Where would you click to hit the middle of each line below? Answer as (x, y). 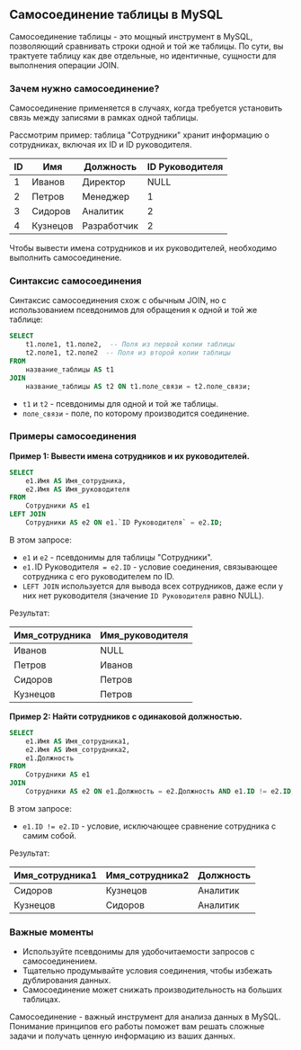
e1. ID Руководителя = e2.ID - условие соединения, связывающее (150, 567)
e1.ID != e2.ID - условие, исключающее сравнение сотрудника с (149, 826)
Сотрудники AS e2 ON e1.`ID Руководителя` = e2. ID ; (124, 523)
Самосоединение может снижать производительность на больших (152, 990)
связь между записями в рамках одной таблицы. (104, 118)
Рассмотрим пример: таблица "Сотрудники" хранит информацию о (139, 135)
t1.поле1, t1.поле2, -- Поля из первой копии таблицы (130, 345)
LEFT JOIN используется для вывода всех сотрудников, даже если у (153, 586)
